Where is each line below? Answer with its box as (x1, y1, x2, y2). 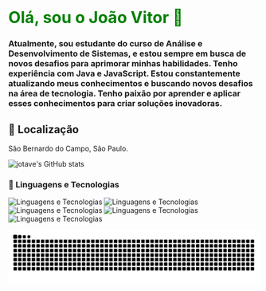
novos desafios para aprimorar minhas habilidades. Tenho (8, 58, 238, 69)
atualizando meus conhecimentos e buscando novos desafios (8, 78, 253, 89)
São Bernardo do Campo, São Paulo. (8, 144, 129, 153)
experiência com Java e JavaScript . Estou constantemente (8, 68, 241, 79)
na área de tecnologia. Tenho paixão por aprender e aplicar (8, 88, 241, 99)
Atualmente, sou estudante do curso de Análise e (8, 38, 203, 49)
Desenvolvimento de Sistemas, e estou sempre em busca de (8, 48, 247, 59)
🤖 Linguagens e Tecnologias (8, 179, 119, 190)
